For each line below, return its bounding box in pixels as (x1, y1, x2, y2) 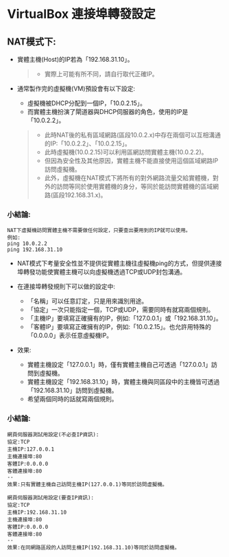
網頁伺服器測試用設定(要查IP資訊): (7, 494, 95, 501)
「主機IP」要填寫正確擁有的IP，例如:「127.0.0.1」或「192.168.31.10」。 (27, 314, 223, 323)
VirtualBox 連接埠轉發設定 (7, 6, 156, 22)
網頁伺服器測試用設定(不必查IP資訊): (7, 431, 99, 438)
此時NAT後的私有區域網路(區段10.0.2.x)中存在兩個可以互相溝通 (44, 131, 221, 139)
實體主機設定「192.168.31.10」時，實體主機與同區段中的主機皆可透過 (27, 378, 220, 386)
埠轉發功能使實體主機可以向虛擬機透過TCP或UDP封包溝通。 (16, 268, 186, 276)
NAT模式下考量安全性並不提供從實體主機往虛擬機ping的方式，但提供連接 (16, 259, 222, 268)
